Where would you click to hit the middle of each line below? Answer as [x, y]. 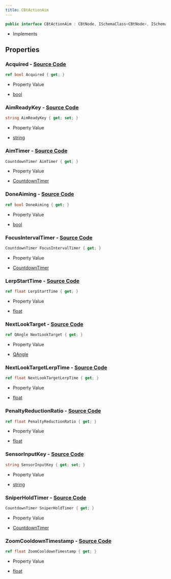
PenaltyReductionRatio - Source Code [53, 411]
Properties [22, 50]
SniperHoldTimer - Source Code [46, 498]
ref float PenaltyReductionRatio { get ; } [51, 421]
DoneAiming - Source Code [40, 194]
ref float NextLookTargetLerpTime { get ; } [52, 378]
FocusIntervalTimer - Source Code [49, 237]
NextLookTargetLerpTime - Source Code [56, 368]
